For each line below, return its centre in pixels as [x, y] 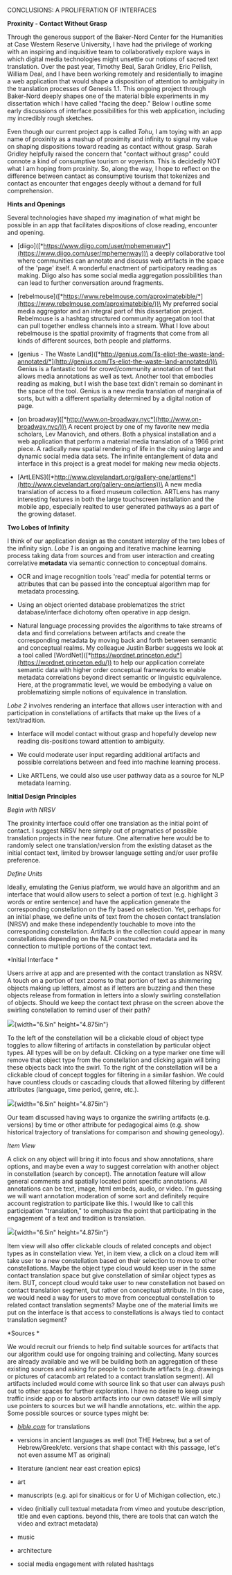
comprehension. [30, 191]
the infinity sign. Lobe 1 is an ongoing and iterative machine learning [104, 548]
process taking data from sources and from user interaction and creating [111, 556]
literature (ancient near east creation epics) [79, 1468]
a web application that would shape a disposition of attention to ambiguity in [116, 81]
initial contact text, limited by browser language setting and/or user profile [113, 853]
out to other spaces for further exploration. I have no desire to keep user [110, 1391]
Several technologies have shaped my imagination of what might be [104, 218]
